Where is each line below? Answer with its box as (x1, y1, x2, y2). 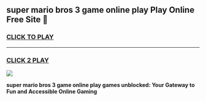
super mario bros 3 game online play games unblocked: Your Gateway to (6, 81, 195, 88)
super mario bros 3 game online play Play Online (6, 5, 195, 15)
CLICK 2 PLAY (6, 56, 49, 64)
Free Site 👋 (6, 15, 48, 25)
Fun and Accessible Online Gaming (6, 88, 97, 95)
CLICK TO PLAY (6, 33, 54, 42)
